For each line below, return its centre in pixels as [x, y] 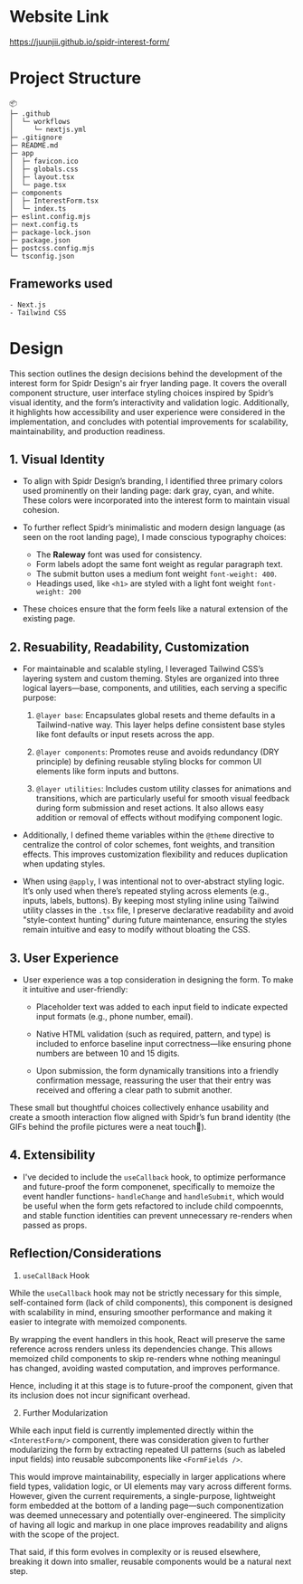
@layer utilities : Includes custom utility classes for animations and [164, 789]
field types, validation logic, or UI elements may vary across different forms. [151, 1486]
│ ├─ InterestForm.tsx [54, 201]
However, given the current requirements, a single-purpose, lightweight [142, 1495]
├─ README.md [34, 145]
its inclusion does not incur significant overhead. [100, 1395]
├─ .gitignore [36, 138]
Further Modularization [65, 1412]
